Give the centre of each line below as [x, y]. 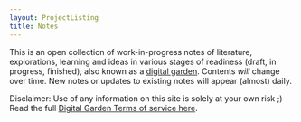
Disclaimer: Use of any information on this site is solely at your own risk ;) [146, 98]
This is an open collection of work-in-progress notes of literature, [131, 52]
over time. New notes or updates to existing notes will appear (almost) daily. [150, 80]
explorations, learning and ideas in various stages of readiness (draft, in [143, 61]
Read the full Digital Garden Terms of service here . [104, 108]
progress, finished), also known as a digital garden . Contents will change [145, 71]
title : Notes [34, 26]
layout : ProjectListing [54, 18]
